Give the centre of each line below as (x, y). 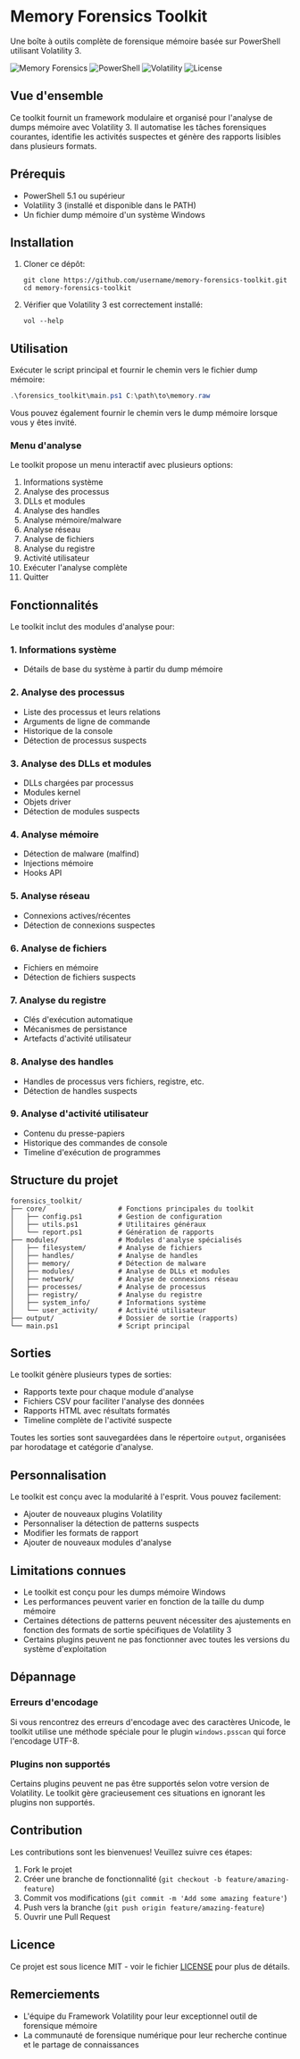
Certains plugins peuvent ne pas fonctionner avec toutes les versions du (156, 1639)
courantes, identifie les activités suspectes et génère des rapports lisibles (146, 137)
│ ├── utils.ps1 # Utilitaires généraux (108, 1224)
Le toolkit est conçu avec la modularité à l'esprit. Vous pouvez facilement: (146, 1496)
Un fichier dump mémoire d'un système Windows (114, 214)
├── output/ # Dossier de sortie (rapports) (125, 1318)
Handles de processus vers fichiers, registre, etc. (113, 1081)
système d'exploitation (65, 1649)
